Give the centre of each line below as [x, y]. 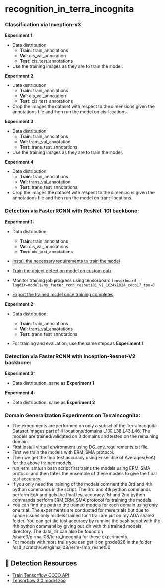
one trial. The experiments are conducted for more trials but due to [80, 510]
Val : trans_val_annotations [46, 329]
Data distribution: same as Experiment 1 [53, 383]
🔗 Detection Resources [41, 563]
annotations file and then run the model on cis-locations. [70, 112]
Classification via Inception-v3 [43, 25]
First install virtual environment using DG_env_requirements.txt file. [81, 447]
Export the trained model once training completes [63, 294]
